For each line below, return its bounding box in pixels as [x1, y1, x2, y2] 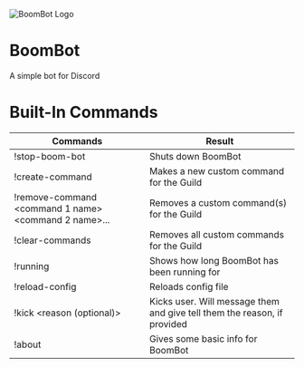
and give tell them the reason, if [148, 306, 283, 319]
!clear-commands [14, 234, 91, 247]
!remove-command [14, 190, 98, 203]
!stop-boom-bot [14, 150, 86, 162]
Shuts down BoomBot [148, 150, 242, 162]
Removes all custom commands [148, 228, 285, 240]
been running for [148, 266, 221, 278]
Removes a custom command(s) [148, 196, 288, 208]
